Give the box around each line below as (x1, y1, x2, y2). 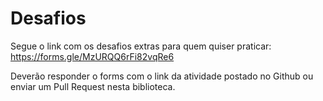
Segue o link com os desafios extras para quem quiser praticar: (10, 40, 272, 52)
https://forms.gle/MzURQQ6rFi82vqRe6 (10, 50, 175, 62)
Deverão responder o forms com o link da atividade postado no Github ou (10, 70, 314, 82)
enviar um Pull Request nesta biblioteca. (10, 80, 176, 92)
